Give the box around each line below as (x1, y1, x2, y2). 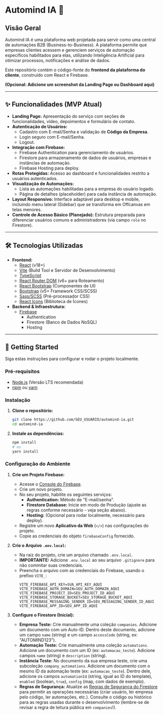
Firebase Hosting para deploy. (19, 165, 80, 171)
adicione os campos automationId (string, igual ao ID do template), (19, 673, 153, 679)
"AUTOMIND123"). (19, 637, 56, 643)
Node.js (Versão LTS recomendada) (12, 379, 84, 385)
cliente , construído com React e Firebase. (5, 72, 89, 78)
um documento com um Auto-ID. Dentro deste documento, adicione (19, 627, 155, 633)
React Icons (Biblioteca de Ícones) (19, 298, 88, 304)
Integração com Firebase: (12, 144, 65, 150)
